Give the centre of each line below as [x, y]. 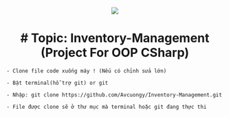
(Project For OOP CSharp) [115, 53]
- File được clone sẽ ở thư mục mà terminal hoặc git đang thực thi [107, 107]
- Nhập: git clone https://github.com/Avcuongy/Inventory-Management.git [115, 95]
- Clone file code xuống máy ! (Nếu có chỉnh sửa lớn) [87, 71]
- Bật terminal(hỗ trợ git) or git [57, 83]
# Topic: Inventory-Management [115, 38]
